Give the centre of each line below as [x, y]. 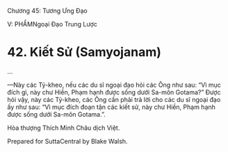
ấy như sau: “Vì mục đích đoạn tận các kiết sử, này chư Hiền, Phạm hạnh [111, 107]
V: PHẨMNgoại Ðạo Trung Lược [52, 24]
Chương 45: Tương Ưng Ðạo [48, 11]
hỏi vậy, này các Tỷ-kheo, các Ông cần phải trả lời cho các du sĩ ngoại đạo [114, 99]
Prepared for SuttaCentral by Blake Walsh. [67, 141]
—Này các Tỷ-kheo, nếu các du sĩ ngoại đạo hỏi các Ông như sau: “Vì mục [114, 85]
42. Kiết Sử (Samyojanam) [84, 52]
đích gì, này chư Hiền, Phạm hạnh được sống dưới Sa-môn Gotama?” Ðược [114, 92]
